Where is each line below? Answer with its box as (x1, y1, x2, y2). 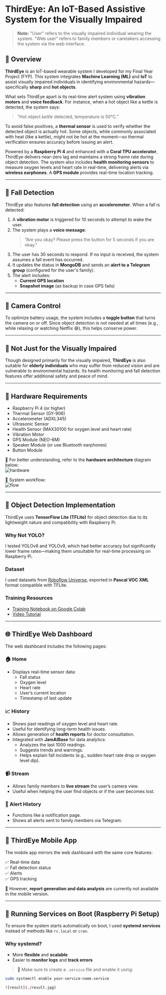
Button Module (12, 447, 43, 453)
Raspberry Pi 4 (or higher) (12, 405, 66, 411)
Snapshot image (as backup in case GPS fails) (19, 283, 115, 289)
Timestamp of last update (19, 695, 72, 701)
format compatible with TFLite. (5, 582, 68, 588)
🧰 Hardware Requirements (5, 392, 88, 401)
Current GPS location (19, 278, 64, 284)
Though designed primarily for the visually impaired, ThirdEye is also (5, 357, 146, 364)
